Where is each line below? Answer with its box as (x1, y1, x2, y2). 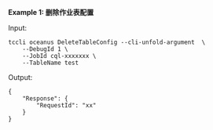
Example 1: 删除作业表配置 (8, 8, 94, 16)
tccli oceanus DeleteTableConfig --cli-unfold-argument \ (8, 38, 206, 46)
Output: (8, 73, 33, 81)
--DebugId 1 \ (22, 45, 68, 53)
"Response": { (22, 95, 68, 103)
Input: (8, 23, 28, 32)
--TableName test (22, 59, 79, 67)
